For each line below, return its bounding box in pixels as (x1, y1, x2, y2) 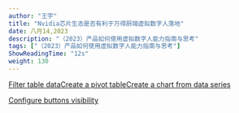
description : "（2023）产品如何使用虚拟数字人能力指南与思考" (8, 34, 199, 43)
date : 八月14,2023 (8, 27, 68, 35)
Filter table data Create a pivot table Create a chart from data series (8, 79, 231, 89)
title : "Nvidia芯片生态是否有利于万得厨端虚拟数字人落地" (8, 20, 185, 28)
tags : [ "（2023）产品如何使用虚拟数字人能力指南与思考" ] (8, 42, 181, 50)
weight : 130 (8, 58, 49, 66)
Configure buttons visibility (8, 95, 99, 105)
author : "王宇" (8, 11, 58, 20)
